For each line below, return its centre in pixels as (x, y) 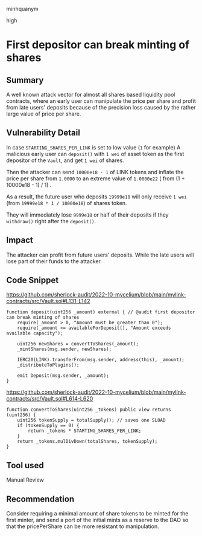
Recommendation (40, 499)
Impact (20, 240)
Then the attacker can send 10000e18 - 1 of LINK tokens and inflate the (95, 172)
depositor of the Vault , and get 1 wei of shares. (65, 160)
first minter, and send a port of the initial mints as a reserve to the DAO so (97, 520)
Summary (25, 80)
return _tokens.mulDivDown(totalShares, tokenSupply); (87, 442)
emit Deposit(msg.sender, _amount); (63, 376)
